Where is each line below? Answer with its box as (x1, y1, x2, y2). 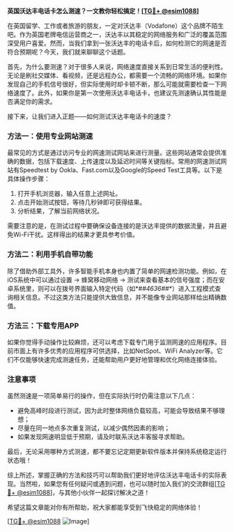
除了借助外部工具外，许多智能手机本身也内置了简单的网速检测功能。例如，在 (7, 266, 227, 275)
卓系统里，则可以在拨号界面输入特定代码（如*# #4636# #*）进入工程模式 (7, 284, 215, 292)
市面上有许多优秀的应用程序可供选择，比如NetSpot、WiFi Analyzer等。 (13, 347, 217, 355)
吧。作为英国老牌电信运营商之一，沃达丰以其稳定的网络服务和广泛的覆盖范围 (7, 31, 227, 38)
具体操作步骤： (7, 174, 50, 183)
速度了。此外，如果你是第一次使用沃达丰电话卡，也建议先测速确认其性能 (13, 89, 221, 97)
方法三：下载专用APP (7, 321, 79, 330)
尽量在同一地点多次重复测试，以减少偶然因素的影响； (17, 424, 171, 432)
